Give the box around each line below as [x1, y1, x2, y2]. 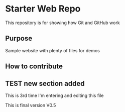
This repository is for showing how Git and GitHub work [5, 20, 120, 26]
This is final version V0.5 [5, 102, 56, 108]
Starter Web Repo [5, 3, 81, 15]
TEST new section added [5, 79, 85, 88]
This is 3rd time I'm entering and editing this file [5, 92, 104, 98]
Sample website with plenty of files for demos [5, 47, 100, 53]
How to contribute [5, 62, 63, 71]
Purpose [5, 34, 33, 43]
